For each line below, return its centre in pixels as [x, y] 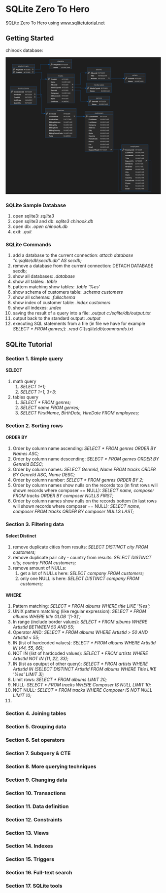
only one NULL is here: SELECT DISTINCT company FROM [80, 579]
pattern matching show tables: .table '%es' [56, 287]
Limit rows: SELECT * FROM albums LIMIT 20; [60, 680]
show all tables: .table [35, 282]
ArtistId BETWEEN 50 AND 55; [44, 627]
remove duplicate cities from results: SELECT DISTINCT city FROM [80, 547]
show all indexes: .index [37, 308]
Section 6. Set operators [35, 740]
